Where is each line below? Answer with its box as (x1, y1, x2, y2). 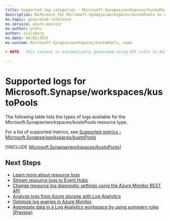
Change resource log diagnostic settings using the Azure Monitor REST (12, 183, 161, 189)
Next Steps (5, 158, 41, 167)
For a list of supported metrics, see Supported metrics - (5, 129, 121, 135)
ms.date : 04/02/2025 (5, 36, 49, 41)
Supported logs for (5, 75, 87, 87)
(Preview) (12, 209, 33, 215)
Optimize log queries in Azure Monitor (12, 199, 92, 205)
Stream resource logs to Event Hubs (12, 177, 89, 183)
